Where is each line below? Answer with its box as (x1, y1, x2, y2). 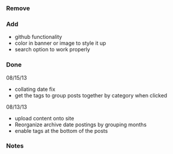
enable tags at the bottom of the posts (14, 127, 108, 134)
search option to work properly (14, 46, 90, 53)
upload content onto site (14, 114, 74, 122)
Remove (6, 4, 31, 12)
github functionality (14, 34, 63, 41)
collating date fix (14, 86, 56, 93)
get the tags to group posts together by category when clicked (14, 91, 167, 99)
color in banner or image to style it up (14, 40, 106, 47)
